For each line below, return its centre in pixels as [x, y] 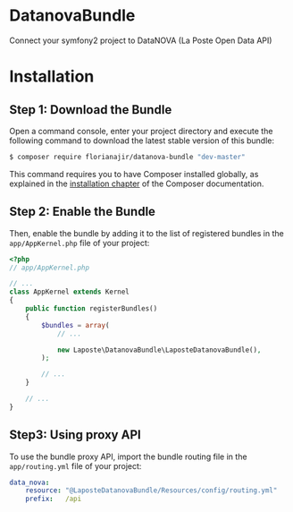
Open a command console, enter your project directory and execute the [141, 131]
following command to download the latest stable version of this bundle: [142, 141]
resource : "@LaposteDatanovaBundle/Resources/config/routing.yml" [151, 491]
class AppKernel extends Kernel [69, 292]
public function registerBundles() [92, 309]
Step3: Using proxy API [75, 435]
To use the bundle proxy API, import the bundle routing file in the [128, 457]
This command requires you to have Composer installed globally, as [134, 174]
